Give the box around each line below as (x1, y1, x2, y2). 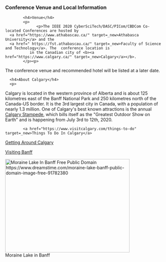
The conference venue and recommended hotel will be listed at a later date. (5, 68, 160, 74)
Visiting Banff (5, 149, 33, 155)
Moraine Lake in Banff (5, 252, 50, 258)
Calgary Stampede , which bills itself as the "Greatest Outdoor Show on (5, 112, 151, 118)
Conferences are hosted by (23, 28, 79, 33)
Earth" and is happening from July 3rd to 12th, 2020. (5, 117, 113, 123)
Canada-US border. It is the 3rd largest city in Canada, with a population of (5, 101, 158, 107)
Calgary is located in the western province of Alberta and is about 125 (5, 90, 148, 96)
